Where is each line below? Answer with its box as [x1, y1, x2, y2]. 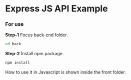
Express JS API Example [5, 3, 108, 14]
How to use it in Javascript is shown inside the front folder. [5, 69, 126, 75]
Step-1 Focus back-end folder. [5, 32, 68, 38]
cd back [5, 42, 21, 47]
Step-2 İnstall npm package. [5, 51, 64, 57]
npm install [5, 60, 30, 65]
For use [5, 21, 24, 28]
